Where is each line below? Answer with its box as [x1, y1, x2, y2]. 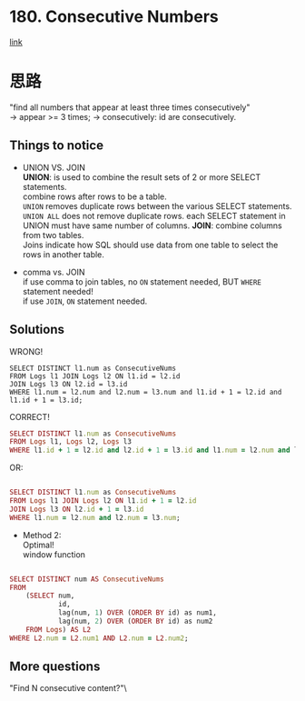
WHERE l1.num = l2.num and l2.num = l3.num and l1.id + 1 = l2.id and [9, 387, 282, 396]
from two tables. [22, 229, 84, 240]
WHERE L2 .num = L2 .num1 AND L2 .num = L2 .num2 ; [9, 634, 189, 643]
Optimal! [22, 539, 54, 550]
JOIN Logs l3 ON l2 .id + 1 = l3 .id [9, 505, 144, 514]
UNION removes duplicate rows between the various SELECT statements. [22, 200, 292, 211]
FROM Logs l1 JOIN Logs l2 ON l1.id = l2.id [9, 371, 181, 381]
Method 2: [22, 529, 62, 540]
